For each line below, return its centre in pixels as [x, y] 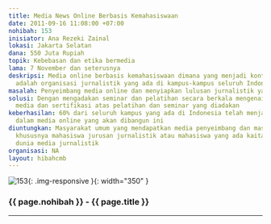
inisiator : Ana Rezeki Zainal [59, 38]
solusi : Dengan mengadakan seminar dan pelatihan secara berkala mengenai [137, 98]
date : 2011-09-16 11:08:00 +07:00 [67, 23]
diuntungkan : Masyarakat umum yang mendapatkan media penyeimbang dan [129, 128]
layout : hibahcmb [38, 158]
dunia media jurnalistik [57, 143]
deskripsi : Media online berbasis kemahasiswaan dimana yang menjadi [128, 76]
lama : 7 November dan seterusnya [65, 68]
